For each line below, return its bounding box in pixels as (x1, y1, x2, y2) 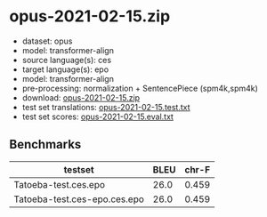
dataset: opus (21, 36, 73, 46)
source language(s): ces (21, 54, 112, 65)
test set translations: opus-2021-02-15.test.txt (21, 101, 190, 112)
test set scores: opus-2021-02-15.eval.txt (21, 111, 174, 122)
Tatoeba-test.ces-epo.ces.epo (13, 193, 145, 205)
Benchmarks (9, 137, 82, 152)
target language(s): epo (21, 64, 109, 75)
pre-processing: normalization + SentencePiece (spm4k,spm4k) (21, 83, 258, 93)
